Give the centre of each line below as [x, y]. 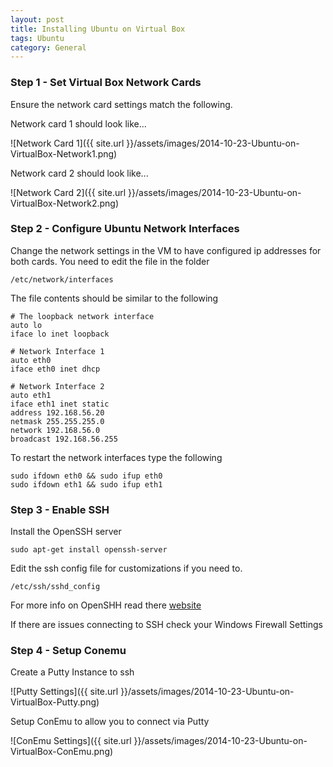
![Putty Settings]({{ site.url [64, 692]
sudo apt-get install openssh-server [89, 550]
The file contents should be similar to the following [114, 298]
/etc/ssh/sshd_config [55, 587]
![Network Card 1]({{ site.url [67, 143]
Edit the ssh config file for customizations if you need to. [126, 568]
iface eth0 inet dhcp [55, 369]
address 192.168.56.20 [57, 412]
